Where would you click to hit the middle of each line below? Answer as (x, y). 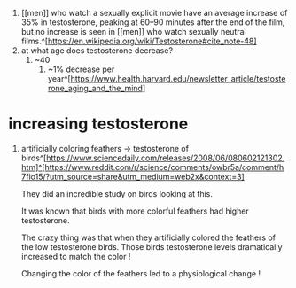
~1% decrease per (81, 69)
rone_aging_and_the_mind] (97, 88)
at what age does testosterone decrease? (97, 51)
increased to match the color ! (76, 256)
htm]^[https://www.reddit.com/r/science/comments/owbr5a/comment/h (152, 167)
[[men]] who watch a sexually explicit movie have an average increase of (154, 13)
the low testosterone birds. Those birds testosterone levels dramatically (152, 246)
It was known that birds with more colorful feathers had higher (135, 211)
